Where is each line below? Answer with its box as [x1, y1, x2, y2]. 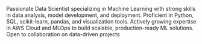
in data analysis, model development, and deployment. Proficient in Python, [6, 11, 194, 19]
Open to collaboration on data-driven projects [6, 31, 120, 38]
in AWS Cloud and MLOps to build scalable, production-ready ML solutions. [6, 24, 194, 31]
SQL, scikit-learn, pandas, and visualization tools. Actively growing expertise [6, 18, 197, 25]
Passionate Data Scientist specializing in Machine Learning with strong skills [6, 5, 196, 12]
